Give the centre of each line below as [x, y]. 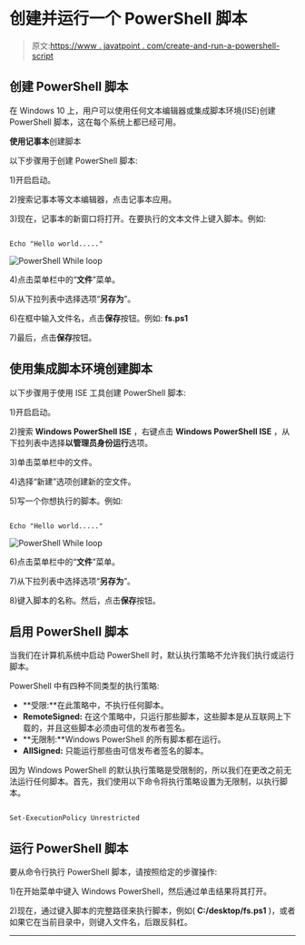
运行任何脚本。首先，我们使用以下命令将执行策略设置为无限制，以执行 [148, 782]
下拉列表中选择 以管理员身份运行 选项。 [81, 442]
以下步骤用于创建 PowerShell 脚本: [74, 160]
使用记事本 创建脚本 [45, 141]
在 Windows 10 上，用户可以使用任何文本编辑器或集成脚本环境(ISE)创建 [143, 110]
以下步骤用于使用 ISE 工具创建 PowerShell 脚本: [98, 392]
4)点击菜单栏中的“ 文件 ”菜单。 [65, 279]
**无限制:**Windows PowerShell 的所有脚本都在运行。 [124, 739]
